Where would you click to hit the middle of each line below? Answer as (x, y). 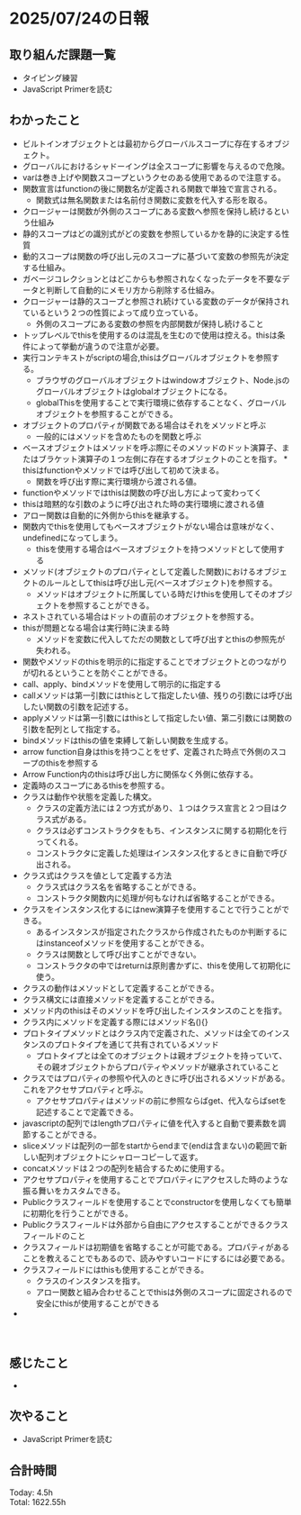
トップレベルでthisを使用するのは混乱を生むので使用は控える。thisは (150, 335)
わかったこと (45, 120)
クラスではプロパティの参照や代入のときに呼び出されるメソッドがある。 (156, 1078)
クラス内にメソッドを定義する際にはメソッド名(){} (115, 1021)
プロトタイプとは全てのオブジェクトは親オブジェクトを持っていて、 (161, 1056)
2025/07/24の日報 (80, 18)
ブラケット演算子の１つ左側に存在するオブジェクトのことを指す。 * (163, 458)
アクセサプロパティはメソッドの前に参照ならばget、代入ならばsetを (161, 1101)
